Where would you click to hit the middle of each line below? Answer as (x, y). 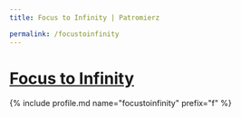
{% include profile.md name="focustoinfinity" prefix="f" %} (121, 103)
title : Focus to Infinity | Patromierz (85, 18)
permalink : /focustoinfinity (64, 34)
